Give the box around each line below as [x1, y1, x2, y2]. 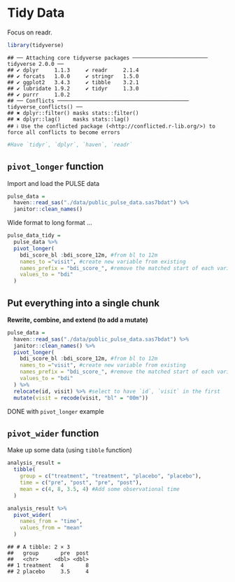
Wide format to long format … [7, 219, 92, 227]
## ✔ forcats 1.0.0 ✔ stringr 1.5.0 [7, 72, 139, 80]
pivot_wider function [7, 427, 99, 439]
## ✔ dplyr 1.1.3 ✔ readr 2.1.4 [7, 67, 139, 74]
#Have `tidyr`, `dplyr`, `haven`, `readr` [7, 141, 133, 148]
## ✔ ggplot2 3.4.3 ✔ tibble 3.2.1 [7, 79, 139, 86]
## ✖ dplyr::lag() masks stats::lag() [7, 116, 130, 123]
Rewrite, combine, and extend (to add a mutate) [7, 316, 148, 324]
